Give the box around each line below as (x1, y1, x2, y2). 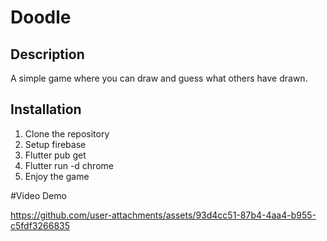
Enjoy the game (24, 170, 90, 182)
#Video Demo (10, 189, 67, 201)
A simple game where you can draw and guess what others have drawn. (10, 72, 308, 84)
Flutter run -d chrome (24, 159, 114, 171)
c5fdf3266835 (10, 219, 70, 231)
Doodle (10, 6, 72, 29)
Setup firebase (24, 138, 87, 150)
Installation (10, 101, 82, 118)
